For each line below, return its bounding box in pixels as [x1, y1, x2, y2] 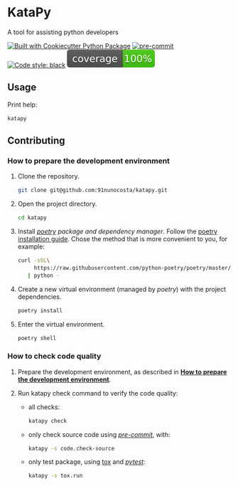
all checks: [28, 403, 60, 411]
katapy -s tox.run [28, 472, 83, 480]
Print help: [7, 100, 38, 109]
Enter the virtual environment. [17, 319, 105, 328]
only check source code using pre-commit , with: [28, 430, 171, 438]
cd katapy [17, 214, 48, 221]
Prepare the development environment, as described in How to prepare [17, 367, 227, 376]
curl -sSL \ [17, 257, 50, 264]
